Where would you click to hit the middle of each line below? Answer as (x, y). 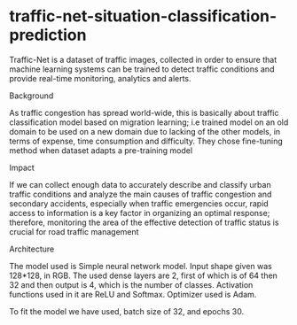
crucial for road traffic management (74, 231)
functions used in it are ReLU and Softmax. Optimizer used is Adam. (133, 294)
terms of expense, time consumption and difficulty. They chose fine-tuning (146, 141)
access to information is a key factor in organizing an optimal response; (140, 213)
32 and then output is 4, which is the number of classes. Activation (131, 284)
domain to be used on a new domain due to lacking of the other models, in (145, 131)
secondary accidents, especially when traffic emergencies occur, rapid (139, 203)
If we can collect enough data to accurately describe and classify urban (141, 184)
